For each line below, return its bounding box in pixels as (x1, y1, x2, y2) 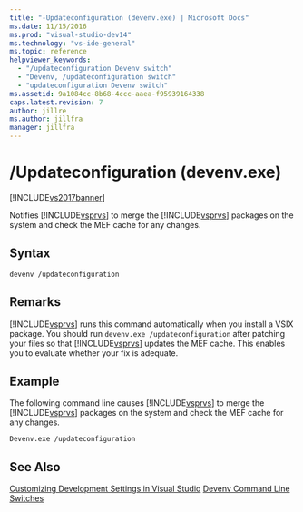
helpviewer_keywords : (9, 55, 92, 64)
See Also (9, 459, 61, 475)
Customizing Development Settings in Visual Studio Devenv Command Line (9, 483, 290, 495)
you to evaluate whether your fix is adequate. (9, 347, 179, 359)
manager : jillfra (9, 123, 75, 133)
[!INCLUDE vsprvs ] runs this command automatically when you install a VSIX (9, 319, 294, 330)
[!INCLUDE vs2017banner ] (9, 192, 106, 202)
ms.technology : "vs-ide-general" (9, 38, 136, 48)
